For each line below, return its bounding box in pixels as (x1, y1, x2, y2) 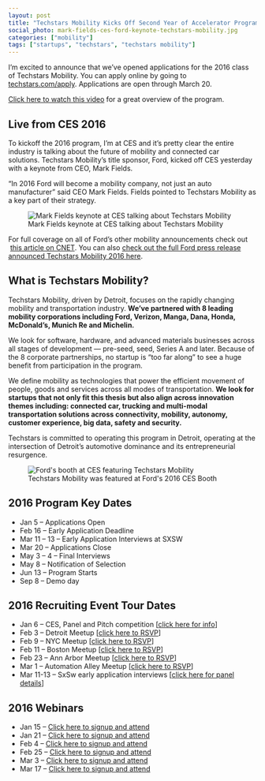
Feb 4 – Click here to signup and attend (19, 739, 148, 749)
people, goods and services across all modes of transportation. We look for (8, 384, 255, 394)
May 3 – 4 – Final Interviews (19, 551, 110, 560)
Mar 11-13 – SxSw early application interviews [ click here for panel (19, 670, 235, 679)
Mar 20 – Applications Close (19, 542, 112, 552)
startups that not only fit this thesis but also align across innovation (8, 392, 234, 402)
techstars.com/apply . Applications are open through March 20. (8, 80, 212, 89)
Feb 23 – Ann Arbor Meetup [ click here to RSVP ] (19, 653, 177, 663)
